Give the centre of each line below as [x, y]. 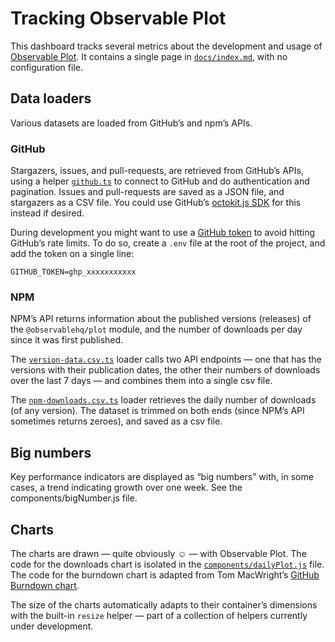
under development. [52, 626]
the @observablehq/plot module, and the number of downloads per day [156, 329]
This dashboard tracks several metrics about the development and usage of [166, 46]
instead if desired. [47, 213]
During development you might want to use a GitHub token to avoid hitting [163, 233]
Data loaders [51, 98]
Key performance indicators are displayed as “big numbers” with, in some [162, 477]
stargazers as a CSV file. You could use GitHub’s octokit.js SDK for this [156, 203]
